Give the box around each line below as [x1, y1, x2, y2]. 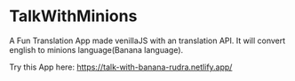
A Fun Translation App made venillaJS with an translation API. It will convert [9, 35, 286, 46]
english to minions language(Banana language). [9, 44, 184, 55]
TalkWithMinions [9, 6, 138, 26]
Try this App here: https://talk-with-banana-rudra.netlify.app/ [9, 62, 233, 72]
